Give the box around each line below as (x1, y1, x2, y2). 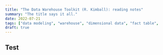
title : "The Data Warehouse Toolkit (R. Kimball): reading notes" (5, 7, 143, 12)
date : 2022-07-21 (5, 16, 41, 21)
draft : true (5, 25, 29, 30)
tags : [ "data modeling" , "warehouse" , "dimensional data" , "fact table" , (5, 20, 159, 26)
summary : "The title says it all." (5, 12, 78, 17)
